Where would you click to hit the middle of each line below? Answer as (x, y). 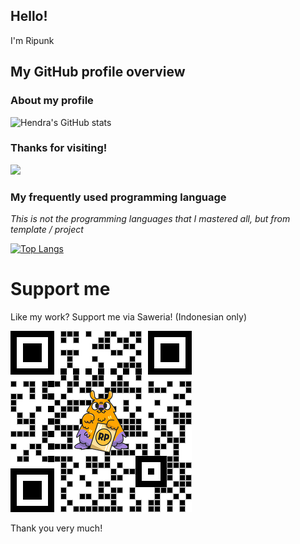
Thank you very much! (56, 528)
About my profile (52, 101)
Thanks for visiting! (59, 148)
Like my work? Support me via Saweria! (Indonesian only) (129, 317)
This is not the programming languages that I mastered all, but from (150, 219)
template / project (47, 230)
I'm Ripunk (32, 40)
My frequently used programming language (118, 197)
